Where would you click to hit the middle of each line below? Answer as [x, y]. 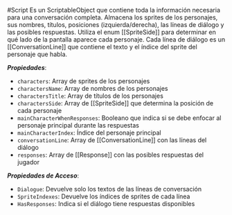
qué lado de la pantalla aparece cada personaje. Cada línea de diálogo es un [116, 40]
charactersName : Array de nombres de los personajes [92, 88]
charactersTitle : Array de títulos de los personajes [90, 96]
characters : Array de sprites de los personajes [83, 81]
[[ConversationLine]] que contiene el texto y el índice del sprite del [102, 47]
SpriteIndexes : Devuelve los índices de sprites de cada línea [104, 196]
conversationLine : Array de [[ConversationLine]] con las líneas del [112, 140]
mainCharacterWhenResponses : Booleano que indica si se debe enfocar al [119, 118]
